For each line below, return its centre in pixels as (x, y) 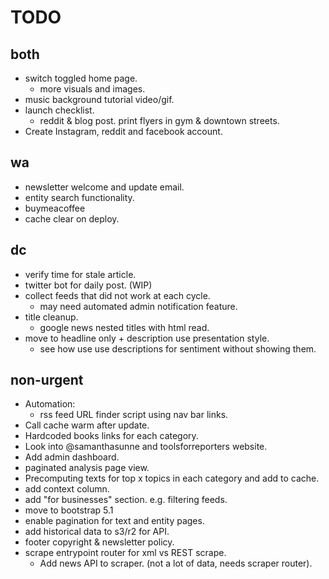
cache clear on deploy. (72, 218)
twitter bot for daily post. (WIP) (88, 285)
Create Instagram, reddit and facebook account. (123, 131)
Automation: (50, 404)
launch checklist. (59, 110)
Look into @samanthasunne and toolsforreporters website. (146, 447)
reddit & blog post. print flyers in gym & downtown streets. (159, 120)
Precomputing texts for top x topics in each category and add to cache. (172, 478)
